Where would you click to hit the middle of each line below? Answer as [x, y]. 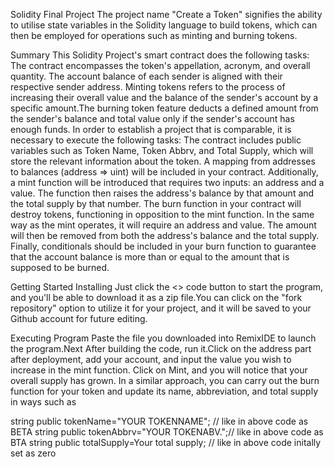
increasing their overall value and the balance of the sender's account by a [164, 97]
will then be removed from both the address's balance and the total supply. [165, 235]
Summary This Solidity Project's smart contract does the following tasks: [160, 55]
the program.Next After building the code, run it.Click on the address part [161, 348]
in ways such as [43, 402]
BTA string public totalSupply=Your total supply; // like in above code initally [166, 442]
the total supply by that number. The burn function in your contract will [156, 203]
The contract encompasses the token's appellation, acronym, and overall [160, 65]
